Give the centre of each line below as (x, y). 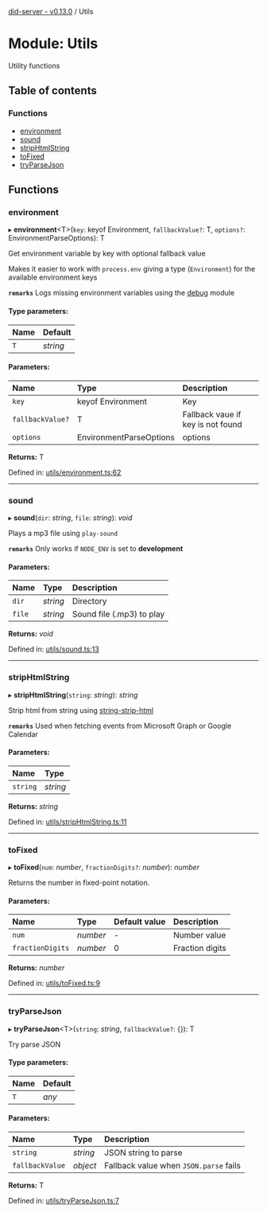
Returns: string (33, 806)
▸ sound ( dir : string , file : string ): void (70, 518)
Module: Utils (53, 44)
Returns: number (37, 968)
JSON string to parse (143, 1152)
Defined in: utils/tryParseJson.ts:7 (64, 1200)
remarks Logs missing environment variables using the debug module (122, 293)
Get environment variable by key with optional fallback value (107, 253)
